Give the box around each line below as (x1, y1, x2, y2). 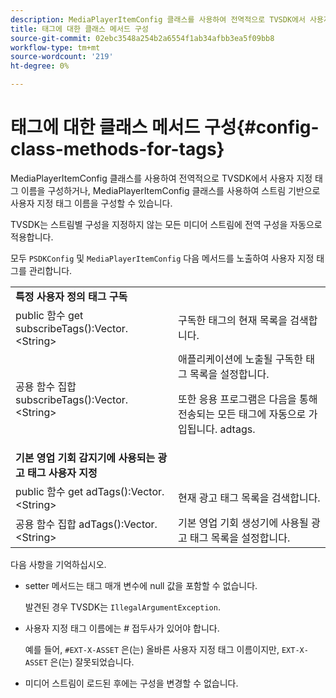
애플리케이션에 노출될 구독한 (178, 352, 304, 366)
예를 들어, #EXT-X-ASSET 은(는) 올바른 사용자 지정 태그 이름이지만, (24, 643, 280, 655)
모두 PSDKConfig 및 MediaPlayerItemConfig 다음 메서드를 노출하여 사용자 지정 (10, 252, 315, 264)
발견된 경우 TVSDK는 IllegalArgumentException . (24, 601, 221, 613)
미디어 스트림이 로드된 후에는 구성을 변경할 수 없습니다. (24, 677, 239, 689)
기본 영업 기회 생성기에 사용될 (178, 516, 309, 530)
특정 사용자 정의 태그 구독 (15, 289, 128, 303)
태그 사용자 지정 (27, 466, 98, 480)
